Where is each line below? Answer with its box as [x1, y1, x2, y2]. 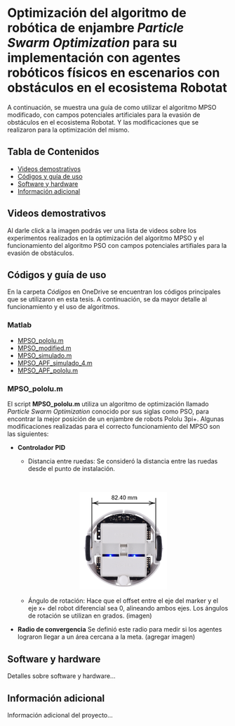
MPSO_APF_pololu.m [17, 366, 79, 375]
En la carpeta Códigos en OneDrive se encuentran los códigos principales [7, 287, 221, 296]
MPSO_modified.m [17, 344, 72, 352]
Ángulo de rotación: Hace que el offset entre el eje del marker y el [27, 596, 219, 605]
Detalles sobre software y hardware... [7, 672, 116, 680]
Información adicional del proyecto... [7, 711, 114, 719]
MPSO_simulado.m [17, 351, 72, 360]
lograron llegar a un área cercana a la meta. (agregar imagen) [17, 632, 196, 641]
